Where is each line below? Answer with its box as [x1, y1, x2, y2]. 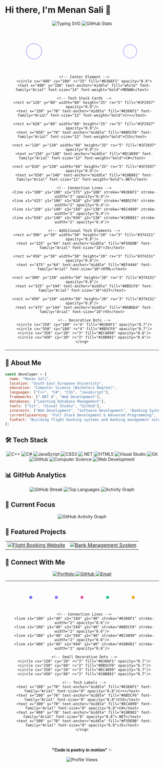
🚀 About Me [5, 359, 41, 367]
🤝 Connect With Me [5, 558, 65, 566]
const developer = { [5, 372, 47, 377]
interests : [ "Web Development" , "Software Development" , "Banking [9, 408, 147, 413]
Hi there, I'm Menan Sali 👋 [5, 4, 111, 16]
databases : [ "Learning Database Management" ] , [9, 399, 106, 404]
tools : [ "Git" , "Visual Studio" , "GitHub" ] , [9, 404, 102, 408]
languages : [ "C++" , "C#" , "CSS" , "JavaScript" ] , [9, 390, 110, 395]
